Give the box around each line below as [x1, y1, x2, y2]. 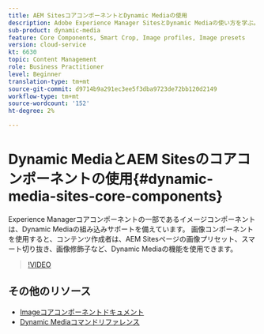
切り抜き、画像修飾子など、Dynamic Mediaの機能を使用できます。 [21, 244, 238, 253]
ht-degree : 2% [8, 107, 55, 115]
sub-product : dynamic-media [8, 26, 101, 34]
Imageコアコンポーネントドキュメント [19, 307, 145, 317]
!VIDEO [27, 260, 51, 269]
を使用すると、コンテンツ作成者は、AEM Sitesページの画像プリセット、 [8, 234, 242, 243]
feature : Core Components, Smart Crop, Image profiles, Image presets [8, 33, 246, 42]
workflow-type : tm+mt [8, 92, 80, 100]
